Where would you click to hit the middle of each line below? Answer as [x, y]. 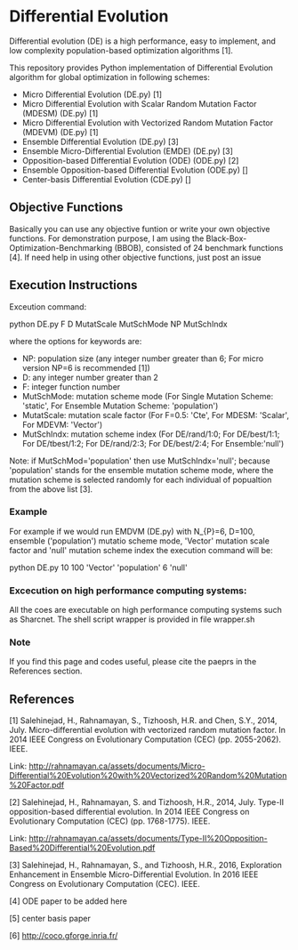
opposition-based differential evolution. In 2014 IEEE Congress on [129, 812]
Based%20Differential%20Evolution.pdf [82, 848]
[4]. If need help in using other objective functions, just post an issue [135, 257]
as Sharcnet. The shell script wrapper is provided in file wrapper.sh [132, 619]
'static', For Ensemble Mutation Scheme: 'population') [120, 406]
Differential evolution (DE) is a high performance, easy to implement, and [142, 41]
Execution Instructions [73, 285]
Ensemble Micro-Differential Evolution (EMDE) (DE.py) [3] [128, 151]
